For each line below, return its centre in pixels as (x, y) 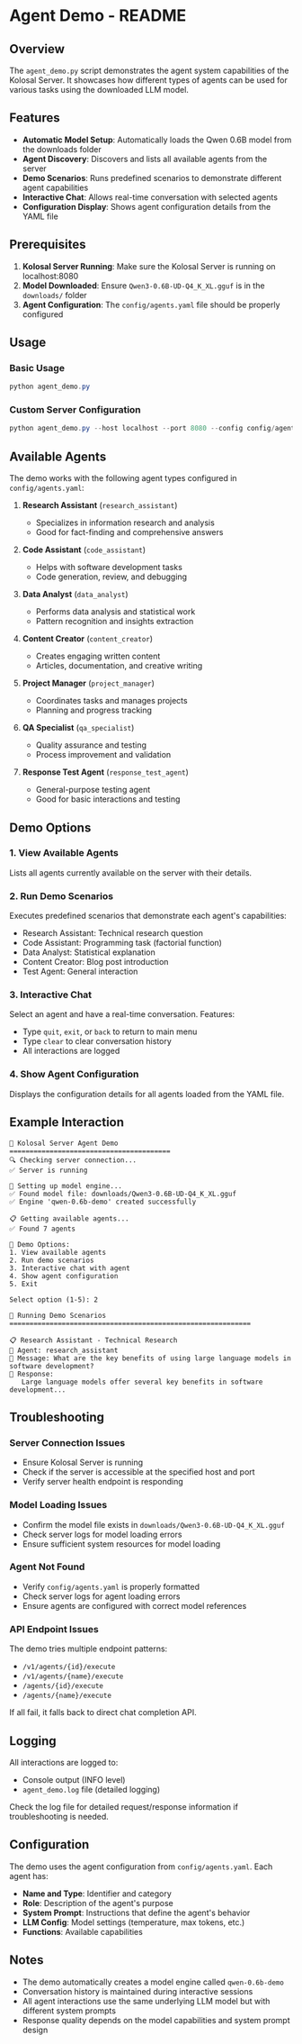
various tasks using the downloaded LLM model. (99, 90)
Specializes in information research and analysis (125, 522)
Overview (37, 49)
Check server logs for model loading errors (102, 1534)
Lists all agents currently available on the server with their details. (131, 872)
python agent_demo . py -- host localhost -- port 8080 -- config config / (142, 429)
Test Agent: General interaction (80, 972)
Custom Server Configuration (75, 410)
